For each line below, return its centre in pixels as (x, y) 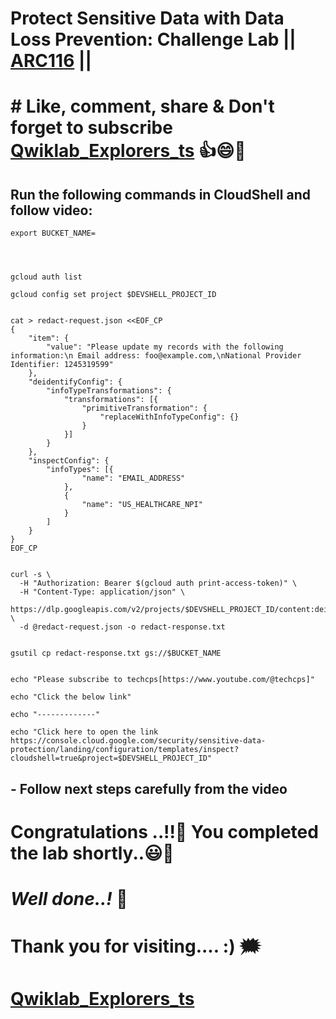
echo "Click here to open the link (84, 732)
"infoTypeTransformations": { (109, 391)
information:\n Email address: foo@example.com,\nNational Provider (156, 356)
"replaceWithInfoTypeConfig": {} (169, 417)
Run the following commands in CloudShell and (160, 194)
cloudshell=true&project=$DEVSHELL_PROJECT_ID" (111, 758)
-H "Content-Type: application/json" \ (102, 592)
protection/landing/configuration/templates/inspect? (125, 750)
